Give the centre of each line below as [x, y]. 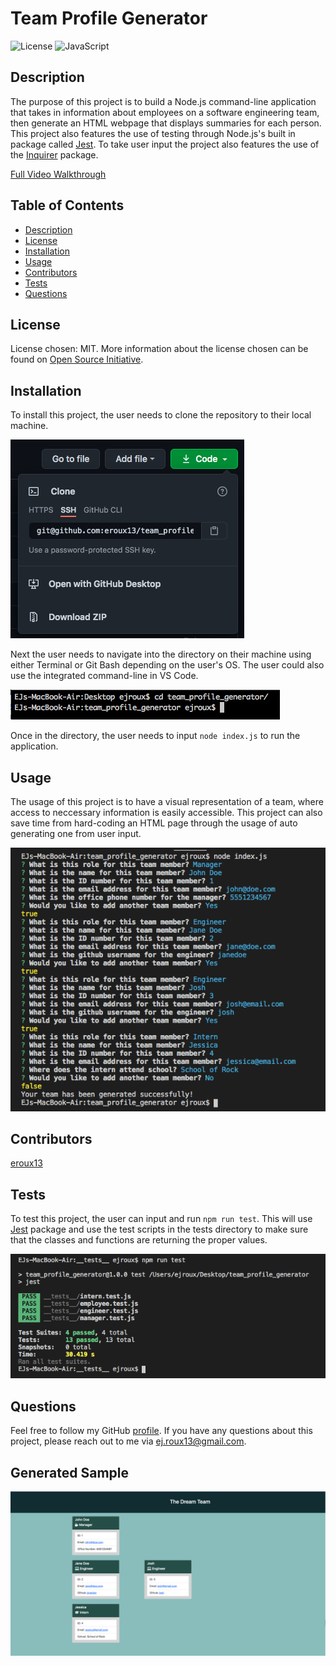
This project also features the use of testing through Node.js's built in [153, 133]
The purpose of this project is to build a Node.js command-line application [163, 101]
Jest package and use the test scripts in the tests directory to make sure [159, 1229]
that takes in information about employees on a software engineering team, [165, 112]
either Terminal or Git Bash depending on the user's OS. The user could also [167, 665]
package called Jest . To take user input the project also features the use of [165, 144]
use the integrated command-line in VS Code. [104, 676]
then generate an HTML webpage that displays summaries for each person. [166, 123]
